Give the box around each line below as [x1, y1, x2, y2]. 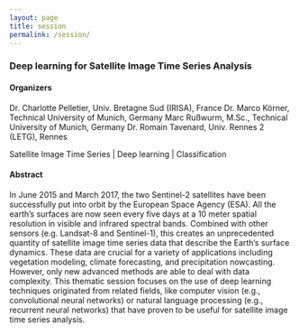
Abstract [9, 169, 43, 181]
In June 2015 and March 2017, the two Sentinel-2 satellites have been [9, 189, 267, 199]
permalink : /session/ [9, 30, 91, 39]
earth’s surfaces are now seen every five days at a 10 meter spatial [9, 209, 258, 219]
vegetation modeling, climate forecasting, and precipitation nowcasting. [9, 256, 276, 267]
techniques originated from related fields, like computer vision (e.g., [9, 285, 261, 296]
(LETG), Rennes [9, 131, 68, 142]
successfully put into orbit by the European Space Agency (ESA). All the [9, 199, 276, 209]
